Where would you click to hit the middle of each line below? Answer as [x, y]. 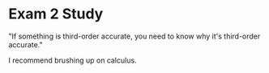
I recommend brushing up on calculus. [73, 60]
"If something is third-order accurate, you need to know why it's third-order [134, 36]
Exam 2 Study [56, 14]
